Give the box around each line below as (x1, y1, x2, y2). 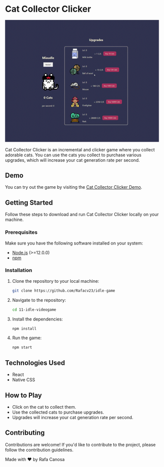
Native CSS (12, 377, 36, 383)
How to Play (5, 391, 42, 399)
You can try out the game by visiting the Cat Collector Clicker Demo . (5, 184, 143, 190)
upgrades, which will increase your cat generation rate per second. (5, 157, 140, 163)
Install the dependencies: (12, 316, 63, 322)
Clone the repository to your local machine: (12, 278, 99, 284)
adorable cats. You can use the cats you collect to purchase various (5, 152, 142, 158)
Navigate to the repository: (12, 297, 66, 303)
